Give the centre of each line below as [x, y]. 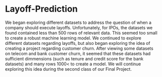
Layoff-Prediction [41, 9]
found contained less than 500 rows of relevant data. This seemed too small [81, 33]
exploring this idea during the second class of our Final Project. [69, 69]
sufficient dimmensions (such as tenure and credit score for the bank [74, 58]
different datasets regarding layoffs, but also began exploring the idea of [78, 43]
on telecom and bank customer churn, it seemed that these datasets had [78, 53]
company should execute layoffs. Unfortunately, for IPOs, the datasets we [79, 27]
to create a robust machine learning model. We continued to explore [73, 38]
